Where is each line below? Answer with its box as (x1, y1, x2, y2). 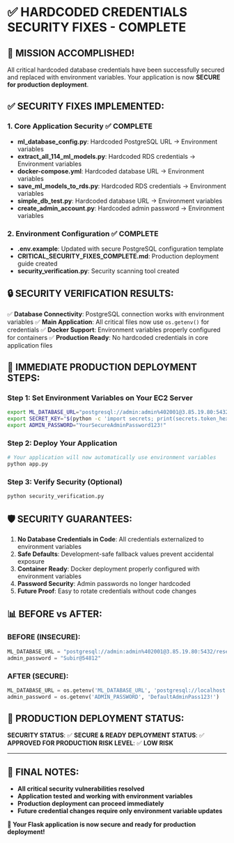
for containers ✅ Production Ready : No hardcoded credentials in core (7, 333, 209, 341)
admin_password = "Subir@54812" (7, 654, 101, 662)
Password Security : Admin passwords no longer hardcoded (17, 580, 191, 588)
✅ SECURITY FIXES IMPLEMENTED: (7, 100, 165, 112)
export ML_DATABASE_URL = (7, 409, 79, 416)
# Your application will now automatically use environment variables (7, 454, 217, 461)
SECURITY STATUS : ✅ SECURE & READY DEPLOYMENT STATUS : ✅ (7, 731, 205, 739)
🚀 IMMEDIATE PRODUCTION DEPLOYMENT (7, 362, 197, 373)
